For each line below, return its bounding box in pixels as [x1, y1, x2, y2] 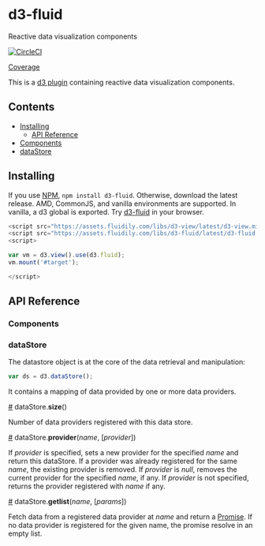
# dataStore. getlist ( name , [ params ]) [8, 497, 127, 507]
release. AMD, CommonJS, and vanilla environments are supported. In [8, 199, 237, 208]
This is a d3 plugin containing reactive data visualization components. [8, 77, 235, 87]
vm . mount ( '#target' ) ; [8, 259, 80, 267]
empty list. [8, 529, 43, 538]
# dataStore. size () [8, 402, 67, 412]
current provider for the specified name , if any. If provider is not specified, [8, 473, 250, 483]
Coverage [8, 62, 40, 72]
